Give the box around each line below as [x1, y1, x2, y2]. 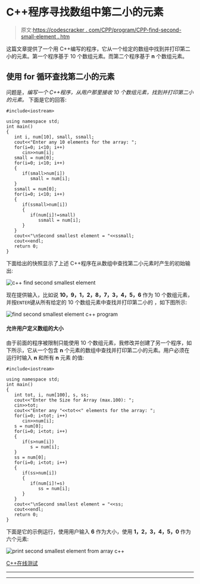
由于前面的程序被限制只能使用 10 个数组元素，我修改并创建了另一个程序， [6, 339, 187, 346]
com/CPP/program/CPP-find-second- [88, 26, 182, 33]
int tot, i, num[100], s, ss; [14, 392, 89, 398]
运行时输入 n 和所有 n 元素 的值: [6, 354, 85, 361]
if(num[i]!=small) [30, 212, 76, 218]
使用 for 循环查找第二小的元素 [6, 72, 115, 82]
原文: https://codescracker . [20, 26, 87, 33]
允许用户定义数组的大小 [6, 325, 64, 332]
